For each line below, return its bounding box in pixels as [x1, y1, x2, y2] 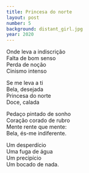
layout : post [6, 15, 40, 21]
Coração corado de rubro [6, 117, 70, 124]
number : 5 [6, 20, 32, 26]
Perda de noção [6, 61, 47, 69]
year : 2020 [6, 32, 34, 38]
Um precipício [6, 154, 41, 161]
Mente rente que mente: [6, 123, 67, 131]
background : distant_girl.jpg [6, 25, 84, 32]
